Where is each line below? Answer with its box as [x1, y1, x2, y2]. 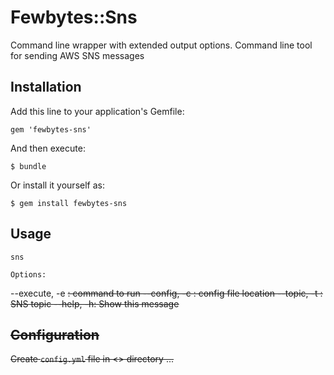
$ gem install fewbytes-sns [10, 198, 128, 208]
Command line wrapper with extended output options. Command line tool [10, 39, 313, 51]
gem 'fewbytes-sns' [10, 124, 92, 135]
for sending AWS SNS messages [10, 49, 145, 61]
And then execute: [10, 142, 86, 154]
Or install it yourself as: [10, 179, 105, 191]
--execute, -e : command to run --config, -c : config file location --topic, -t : [10, 287, 323, 299]
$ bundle [10, 161, 47, 171]
